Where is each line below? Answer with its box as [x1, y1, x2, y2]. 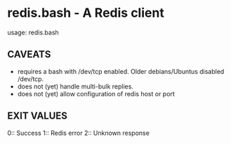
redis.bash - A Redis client [7, 5, 165, 21]
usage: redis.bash [7, 28, 60, 37]
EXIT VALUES [7, 110, 68, 122]
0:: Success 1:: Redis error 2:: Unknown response [7, 129, 150, 137]
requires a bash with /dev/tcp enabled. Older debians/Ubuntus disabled [17, 67, 225, 75]
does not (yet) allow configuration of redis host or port [17, 89, 176, 98]
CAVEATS [7, 48, 51, 60]
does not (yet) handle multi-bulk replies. [17, 82, 133, 91]
